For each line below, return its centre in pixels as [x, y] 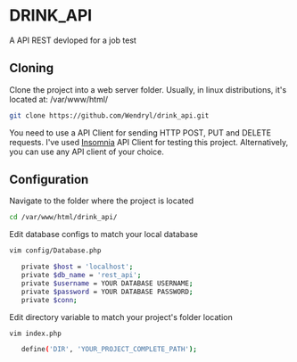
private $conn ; [49, 300]
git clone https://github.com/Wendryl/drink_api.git [109, 115]
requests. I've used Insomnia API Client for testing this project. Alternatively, [148, 142]
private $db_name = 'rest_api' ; [81, 276]
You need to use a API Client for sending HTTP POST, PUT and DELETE [140, 132]
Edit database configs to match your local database [104, 234]
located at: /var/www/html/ [59, 99]
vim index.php [36, 333]
